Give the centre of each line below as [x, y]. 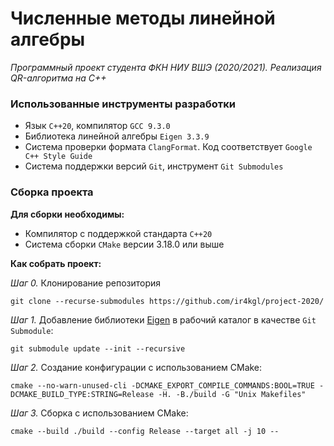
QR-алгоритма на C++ [58, 78]
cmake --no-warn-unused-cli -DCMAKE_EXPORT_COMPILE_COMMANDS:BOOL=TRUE [162, 385]
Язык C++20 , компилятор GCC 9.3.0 [97, 126]
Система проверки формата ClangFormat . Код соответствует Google [168, 147]
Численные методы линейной [143, 18]
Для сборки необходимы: [67, 214]
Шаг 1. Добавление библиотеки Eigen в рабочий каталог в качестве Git [163, 319]
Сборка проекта [52, 192]
